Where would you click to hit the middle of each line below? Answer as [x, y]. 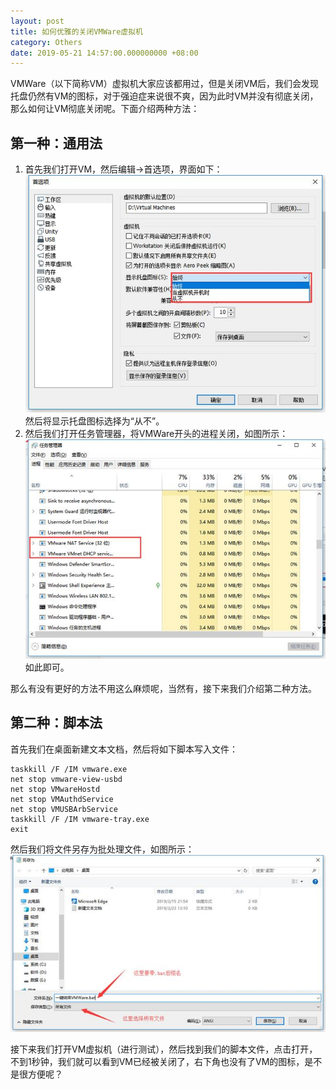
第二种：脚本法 [56, 723]
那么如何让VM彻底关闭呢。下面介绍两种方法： [105, 109]
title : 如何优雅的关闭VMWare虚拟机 [76, 31]
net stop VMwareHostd [55, 789]
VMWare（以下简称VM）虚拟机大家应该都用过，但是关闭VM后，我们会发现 [165, 84]
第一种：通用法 [56, 143]
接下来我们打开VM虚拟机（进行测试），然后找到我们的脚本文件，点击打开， [164, 1049]
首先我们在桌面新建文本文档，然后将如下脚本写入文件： [124, 749]
